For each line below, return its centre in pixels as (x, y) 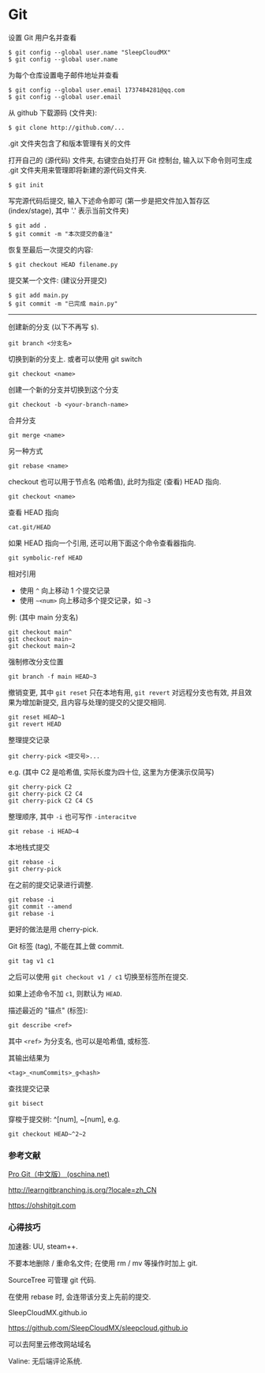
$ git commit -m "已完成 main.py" (63, 303)
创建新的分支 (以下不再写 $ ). (54, 327)
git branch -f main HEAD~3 (52, 677)
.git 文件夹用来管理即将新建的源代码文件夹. (78, 170)
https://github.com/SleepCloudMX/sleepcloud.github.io (98, 1328)
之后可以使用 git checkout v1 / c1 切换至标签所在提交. (99, 977)
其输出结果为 (29, 1057)
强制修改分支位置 (36, 662)
